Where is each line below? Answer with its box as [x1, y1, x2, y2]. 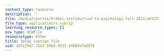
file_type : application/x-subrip [5, 20, 73, 26]
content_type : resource [5, 7, 54, 12]
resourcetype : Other [5, 35, 47, 39]
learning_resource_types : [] [5, 25, 64, 30]
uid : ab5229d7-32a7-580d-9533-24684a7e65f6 [5, 43, 95, 48]
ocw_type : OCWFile [5, 30, 42, 35]
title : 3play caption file [5, 39, 60, 44]
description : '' [5, 12, 38, 17]
